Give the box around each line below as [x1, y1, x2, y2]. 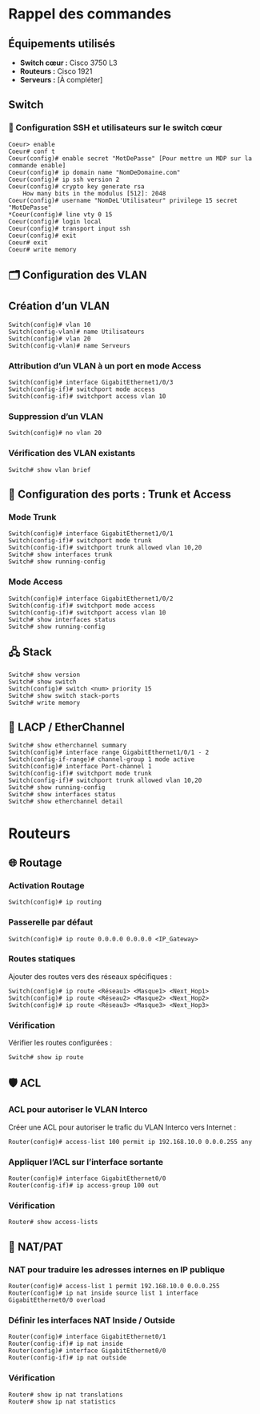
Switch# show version [8, 671, 81, 679]
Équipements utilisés [8, 37, 116, 50]
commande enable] [8, 161, 66, 169]
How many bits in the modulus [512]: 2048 [22, 189, 166, 197]
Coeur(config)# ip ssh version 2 [8, 175, 120, 183]
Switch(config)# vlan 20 [8, 334, 91, 343]
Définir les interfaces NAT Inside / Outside [8, 1315, 176, 1326]
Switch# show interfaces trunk [8, 550, 113, 559]
